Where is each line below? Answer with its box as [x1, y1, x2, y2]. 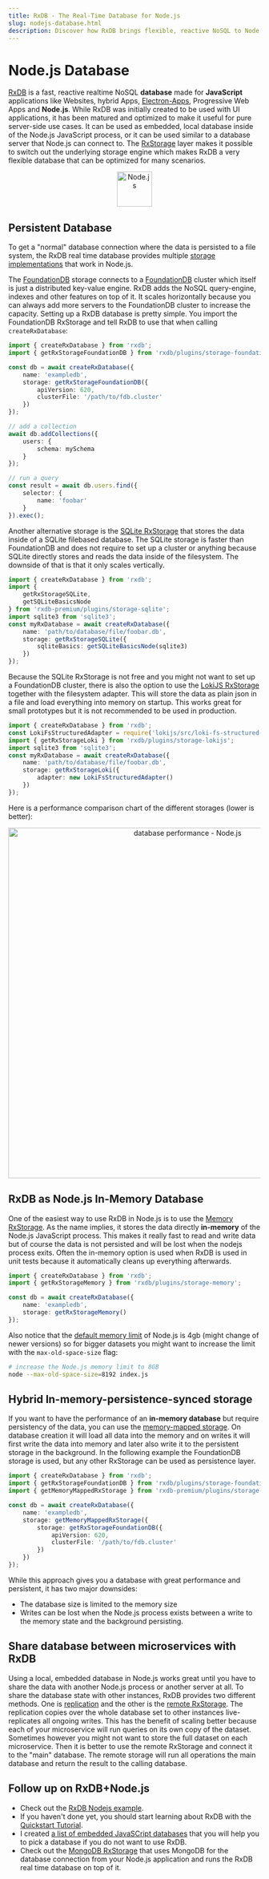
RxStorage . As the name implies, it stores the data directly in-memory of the [8, 1222, 261, 1232]
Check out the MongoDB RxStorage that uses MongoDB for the [19, 1845, 229, 1855]
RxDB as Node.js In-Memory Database [8, 1192, 204, 1206]
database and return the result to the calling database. [8, 1758, 188, 1768]
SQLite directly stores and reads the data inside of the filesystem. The [8, 551, 239, 561]
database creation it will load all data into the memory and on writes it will [8, 1431, 251, 1441]
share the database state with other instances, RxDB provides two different [8, 1690, 256, 1700]
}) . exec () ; [8, 511, 45, 519]
